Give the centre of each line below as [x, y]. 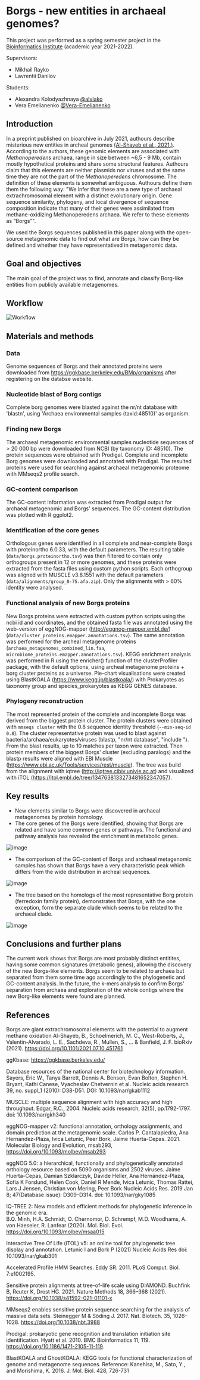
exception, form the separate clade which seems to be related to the [99, 907]
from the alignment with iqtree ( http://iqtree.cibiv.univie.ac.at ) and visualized [100, 771]
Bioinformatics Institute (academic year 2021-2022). [70, 46]
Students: [18, 87]
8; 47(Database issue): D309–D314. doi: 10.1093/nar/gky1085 [81, 1195]
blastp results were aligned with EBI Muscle [60, 758]
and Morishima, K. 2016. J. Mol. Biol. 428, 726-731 [68, 1371]
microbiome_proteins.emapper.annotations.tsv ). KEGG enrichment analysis [99, 654]
